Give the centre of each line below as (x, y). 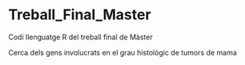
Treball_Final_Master (80, 15)
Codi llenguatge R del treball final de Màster (81, 37)
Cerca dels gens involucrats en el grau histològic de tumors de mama (123, 52)
